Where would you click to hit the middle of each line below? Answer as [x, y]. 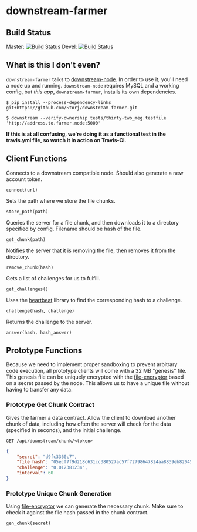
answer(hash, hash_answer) [39, 332]
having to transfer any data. [39, 390]
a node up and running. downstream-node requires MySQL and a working [93, 85]
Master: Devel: [42, 46]
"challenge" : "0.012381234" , [52, 468]
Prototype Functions [44, 351]
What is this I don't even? [53, 65]
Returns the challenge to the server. [49, 322]
